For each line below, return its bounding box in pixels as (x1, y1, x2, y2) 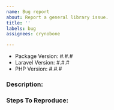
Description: (6, 80, 43, 88)
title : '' (6, 20, 31, 26)
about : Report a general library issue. (6, 14, 109, 20)
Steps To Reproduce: (6, 96, 69, 105)
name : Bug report (6, 8, 50, 15)
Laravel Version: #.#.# (14, 59, 70, 66)
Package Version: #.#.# (14, 53, 73, 60)
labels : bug (6, 25, 36, 32)
